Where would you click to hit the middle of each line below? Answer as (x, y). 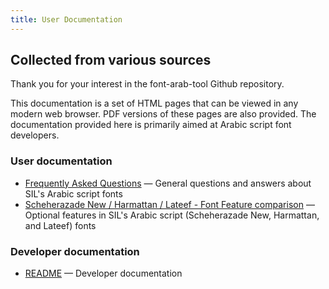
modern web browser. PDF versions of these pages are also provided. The (163, 114)
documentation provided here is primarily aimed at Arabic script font (151, 125)
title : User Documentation (66, 19)
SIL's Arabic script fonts (73, 193)
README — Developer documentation (103, 273)
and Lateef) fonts (60, 225)
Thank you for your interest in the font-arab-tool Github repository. (147, 84)
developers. (35, 135)
